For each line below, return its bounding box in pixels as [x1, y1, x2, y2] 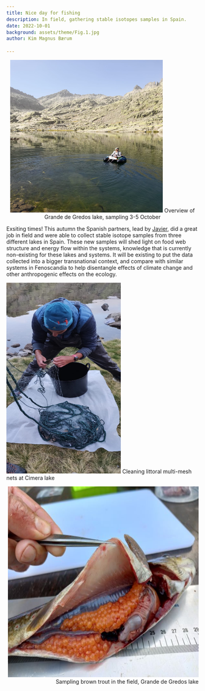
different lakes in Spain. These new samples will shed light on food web [6, 238, 186, 245]
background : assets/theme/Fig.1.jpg [6, 29, 99, 35]
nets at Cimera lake [6, 474, 55, 482]
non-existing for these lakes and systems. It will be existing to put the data [6, 251, 193, 258]
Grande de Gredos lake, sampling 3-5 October [44, 214, 161, 220]
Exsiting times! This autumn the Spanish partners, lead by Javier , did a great [6, 225, 198, 232]
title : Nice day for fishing [6, 10, 81, 16]
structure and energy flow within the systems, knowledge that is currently [6, 245, 192, 251]
